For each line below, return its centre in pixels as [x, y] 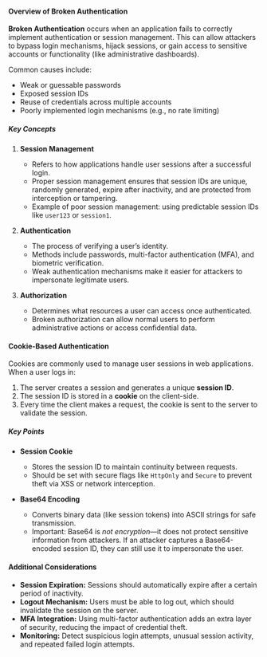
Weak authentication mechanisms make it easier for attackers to [137, 272]
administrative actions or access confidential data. [114, 328]
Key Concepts [32, 128]
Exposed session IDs [54, 94]
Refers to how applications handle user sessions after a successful [141, 164]
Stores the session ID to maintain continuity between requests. [134, 467]
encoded [46, 549]
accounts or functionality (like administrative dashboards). [104, 54]
